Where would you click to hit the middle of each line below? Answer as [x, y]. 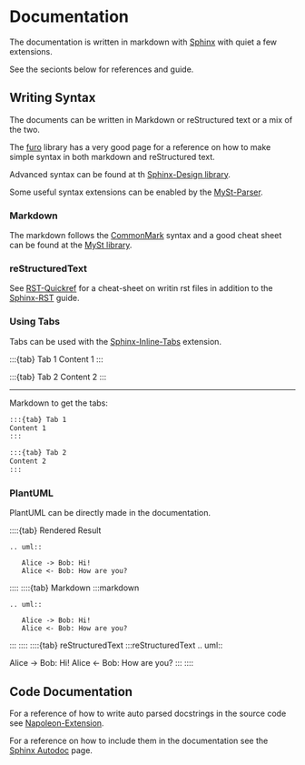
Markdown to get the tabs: [59, 403]
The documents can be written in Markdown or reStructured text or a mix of [151, 119]
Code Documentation [71, 692]
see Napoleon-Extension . [57, 723]
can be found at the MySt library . [71, 245]
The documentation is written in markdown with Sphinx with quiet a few [143, 42]
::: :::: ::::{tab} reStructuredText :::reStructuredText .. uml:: [116, 645]
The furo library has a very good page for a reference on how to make [140, 146]
